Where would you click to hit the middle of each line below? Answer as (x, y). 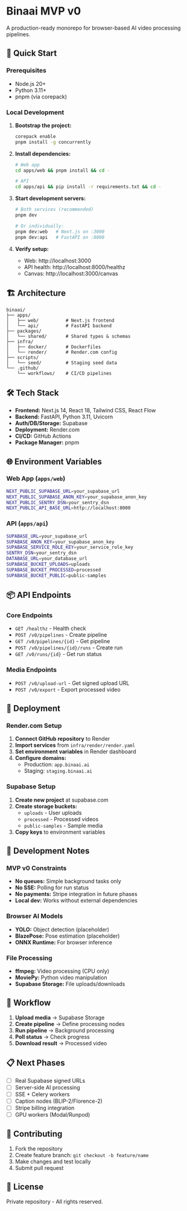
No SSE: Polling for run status (52, 888)
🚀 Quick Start (32, 54)
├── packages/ (24, 331)
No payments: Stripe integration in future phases (76, 894)
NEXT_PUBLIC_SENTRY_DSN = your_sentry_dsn (58, 502)
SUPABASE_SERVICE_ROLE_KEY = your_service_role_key (70, 547)
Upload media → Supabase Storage (60, 1018)
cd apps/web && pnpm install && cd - (62, 170)
